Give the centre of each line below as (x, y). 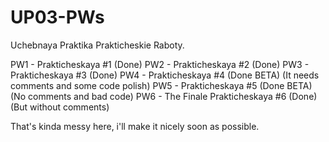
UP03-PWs (57, 17)
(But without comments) (60, 107)
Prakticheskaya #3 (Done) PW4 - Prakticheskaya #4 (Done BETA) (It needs (165, 75)
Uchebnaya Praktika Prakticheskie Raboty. (97, 45)
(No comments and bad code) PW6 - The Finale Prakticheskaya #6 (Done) (164, 96)
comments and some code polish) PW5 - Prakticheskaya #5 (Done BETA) (161, 85)
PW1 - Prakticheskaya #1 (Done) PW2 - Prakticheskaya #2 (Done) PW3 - (160, 64)
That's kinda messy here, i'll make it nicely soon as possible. (135, 126)
